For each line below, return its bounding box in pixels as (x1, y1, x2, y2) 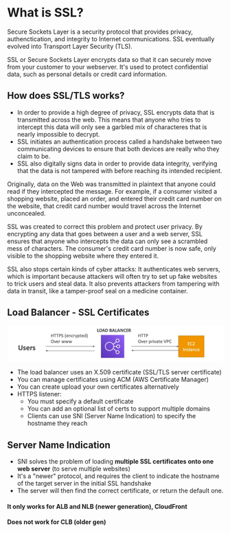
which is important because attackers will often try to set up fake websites (7, 272, 218, 280)
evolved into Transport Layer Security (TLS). (7, 42, 133, 50)
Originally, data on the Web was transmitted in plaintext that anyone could (7, 180, 216, 188)
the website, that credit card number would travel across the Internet (7, 201, 201, 210)
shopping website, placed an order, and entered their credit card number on (7, 194, 222, 203)
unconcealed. (7, 209, 46, 217)
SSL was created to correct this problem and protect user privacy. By (7, 222, 203, 231)
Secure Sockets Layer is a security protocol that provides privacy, (7, 27, 194, 36)
